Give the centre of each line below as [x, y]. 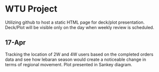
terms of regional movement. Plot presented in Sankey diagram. [69, 64]
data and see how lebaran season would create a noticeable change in [76, 59]
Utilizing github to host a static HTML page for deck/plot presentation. [75, 22]
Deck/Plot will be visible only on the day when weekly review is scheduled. [79, 27]
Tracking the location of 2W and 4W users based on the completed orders [79, 54]
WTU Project [31, 9]
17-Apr [15, 43]
